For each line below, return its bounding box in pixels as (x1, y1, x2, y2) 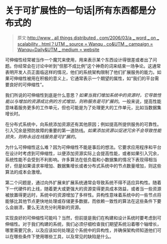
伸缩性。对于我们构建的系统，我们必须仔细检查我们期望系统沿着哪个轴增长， (5, 221, 162, 227)
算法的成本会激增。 (5, 169, 45, 175)
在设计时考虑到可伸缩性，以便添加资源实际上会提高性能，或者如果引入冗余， (5, 150, 162, 156)
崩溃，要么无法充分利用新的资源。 (13, 204, 83, 210)
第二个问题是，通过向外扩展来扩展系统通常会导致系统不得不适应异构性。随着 (5, 180, 162, 185)
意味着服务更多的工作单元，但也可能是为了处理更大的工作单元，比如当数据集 (5, 104, 162, 110)
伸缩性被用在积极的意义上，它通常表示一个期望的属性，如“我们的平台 (13, 75, 155, 81)
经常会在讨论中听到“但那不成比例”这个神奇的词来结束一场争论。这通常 (18, 63, 161, 69)
